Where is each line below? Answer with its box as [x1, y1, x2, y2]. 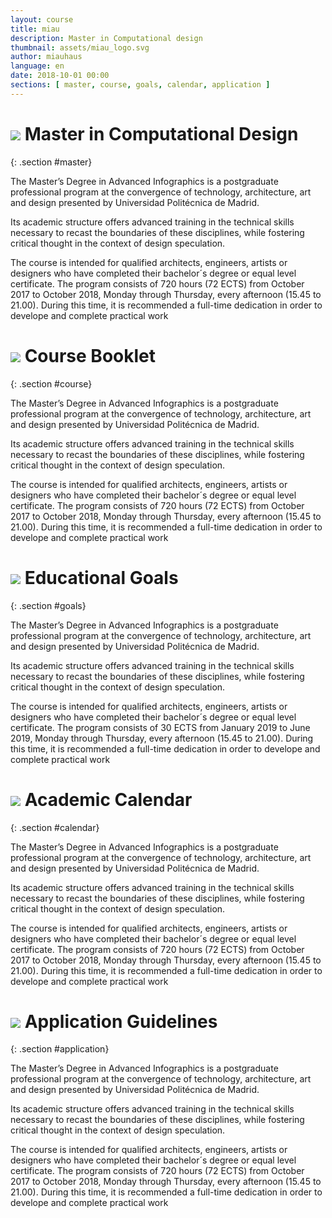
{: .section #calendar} [10, 821, 100, 833]
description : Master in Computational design [10, 33, 203, 43]
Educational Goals [24, 566, 179, 589]
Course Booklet [24, 344, 156, 367]
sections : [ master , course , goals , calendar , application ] [10, 80, 271, 90]
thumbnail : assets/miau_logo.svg [10, 42, 150, 53]
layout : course [10, 14, 74, 25]
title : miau [10, 24, 60, 34]
